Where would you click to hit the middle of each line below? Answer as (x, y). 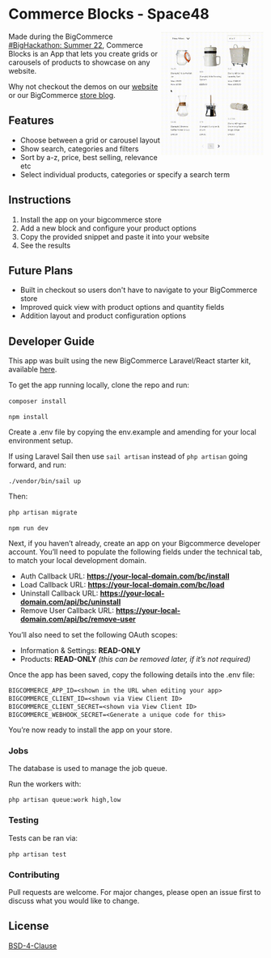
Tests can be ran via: (43, 837)
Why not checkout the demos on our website (83, 87)
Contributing (34, 875)
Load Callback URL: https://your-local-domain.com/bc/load (122, 585)
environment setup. (41, 441)
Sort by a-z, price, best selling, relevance (89, 157)
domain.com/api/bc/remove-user (78, 619)
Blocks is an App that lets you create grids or (83, 53)
